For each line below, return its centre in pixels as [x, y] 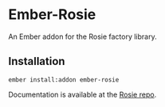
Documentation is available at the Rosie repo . [82, 94]
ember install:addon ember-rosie [64, 80]
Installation [37, 61]
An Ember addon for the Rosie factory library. [82, 36]
